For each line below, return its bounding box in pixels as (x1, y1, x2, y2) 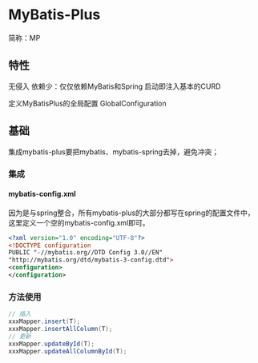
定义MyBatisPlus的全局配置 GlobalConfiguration (8, 98, 167, 108)
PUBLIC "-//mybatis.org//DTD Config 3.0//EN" (8, 249, 163, 257)
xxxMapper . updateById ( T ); (8, 340, 95, 348)
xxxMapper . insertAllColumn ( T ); (8, 325, 113, 333)
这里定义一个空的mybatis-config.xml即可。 (8, 217, 150, 227)
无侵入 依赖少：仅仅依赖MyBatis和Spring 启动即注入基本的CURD (8, 82, 221, 91)
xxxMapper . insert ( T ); (8, 317, 81, 325)
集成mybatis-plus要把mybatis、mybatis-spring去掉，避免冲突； (8, 146, 219, 157)
